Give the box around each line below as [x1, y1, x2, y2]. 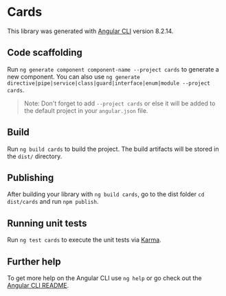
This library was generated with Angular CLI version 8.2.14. [7, 27, 174, 35]
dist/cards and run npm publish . [7, 198, 99, 206]
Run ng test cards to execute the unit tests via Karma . [7, 235, 161, 244]
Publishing [7, 171, 54, 183]
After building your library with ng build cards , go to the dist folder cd [7, 190, 205, 198]
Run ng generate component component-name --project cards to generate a [7, 65, 220, 73]
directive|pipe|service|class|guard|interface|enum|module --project [7, 80, 211, 87]
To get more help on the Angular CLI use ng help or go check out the [7, 274, 202, 282]
